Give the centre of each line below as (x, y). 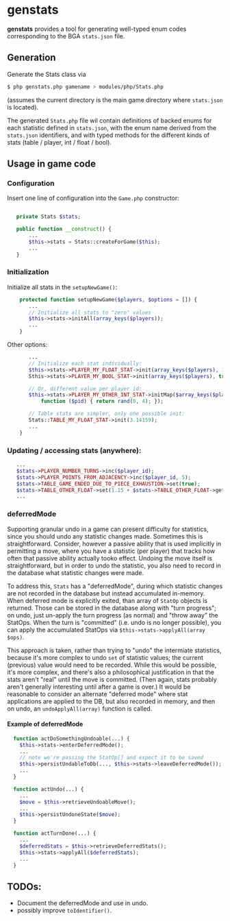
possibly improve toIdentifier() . (64, 911)
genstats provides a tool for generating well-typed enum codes (97, 29)
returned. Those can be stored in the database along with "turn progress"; (112, 608)
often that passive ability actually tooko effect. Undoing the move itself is (110, 558)
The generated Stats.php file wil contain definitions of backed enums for (110, 120)
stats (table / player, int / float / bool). (59, 142)
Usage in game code (51, 164)
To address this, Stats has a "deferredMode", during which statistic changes (115, 586)
